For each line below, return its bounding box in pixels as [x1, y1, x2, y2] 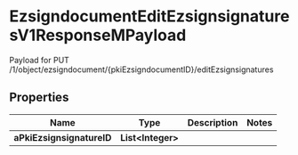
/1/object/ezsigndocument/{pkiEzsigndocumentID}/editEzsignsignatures [9, 64, 274, 75]
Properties [9, 90, 69, 105]
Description [187, 116, 238, 128]
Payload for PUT [9, 54, 69, 65]
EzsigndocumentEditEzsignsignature [9, 6, 290, 27]
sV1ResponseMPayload [9, 25, 187, 45]
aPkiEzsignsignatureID [13, 131, 112, 143]
